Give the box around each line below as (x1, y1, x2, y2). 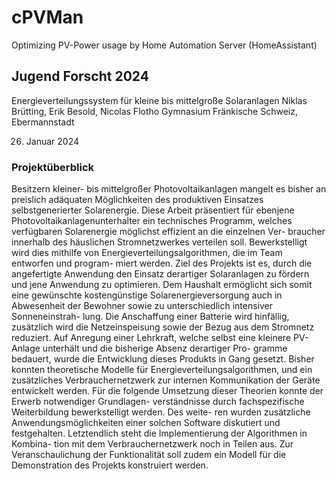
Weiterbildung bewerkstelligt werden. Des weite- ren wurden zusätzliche (11, 406, 311, 418)
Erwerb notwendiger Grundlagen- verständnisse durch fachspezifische (11, 396, 305, 408)
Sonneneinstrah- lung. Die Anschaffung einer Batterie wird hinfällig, (11, 311, 290, 323)
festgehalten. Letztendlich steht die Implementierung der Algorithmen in (11, 427, 308, 440)
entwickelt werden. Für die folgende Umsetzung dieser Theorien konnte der (11, 385, 324, 397)
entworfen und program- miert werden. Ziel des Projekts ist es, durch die (11, 257, 313, 270)
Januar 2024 (25, 135, 80, 147)
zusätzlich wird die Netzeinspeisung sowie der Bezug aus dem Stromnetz (11, 321, 315, 333)
